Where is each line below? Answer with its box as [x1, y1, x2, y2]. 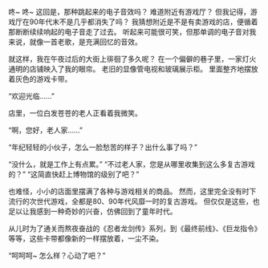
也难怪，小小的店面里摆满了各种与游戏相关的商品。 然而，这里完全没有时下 [8, 187, 257, 196]
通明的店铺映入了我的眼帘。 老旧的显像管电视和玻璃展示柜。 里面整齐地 [8, 64, 245, 74]
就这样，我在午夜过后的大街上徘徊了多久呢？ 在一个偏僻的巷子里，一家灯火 [8, 55, 257, 63]
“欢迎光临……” [8, 91, 55, 100]
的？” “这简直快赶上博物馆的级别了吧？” [8, 169, 140, 179]
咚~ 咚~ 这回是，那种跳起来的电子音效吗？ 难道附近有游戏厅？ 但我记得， [8, 7, 251, 16]
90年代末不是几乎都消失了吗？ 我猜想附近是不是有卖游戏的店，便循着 [29, 17, 258, 26]
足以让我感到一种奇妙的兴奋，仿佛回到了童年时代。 [8, 207, 177, 216]
